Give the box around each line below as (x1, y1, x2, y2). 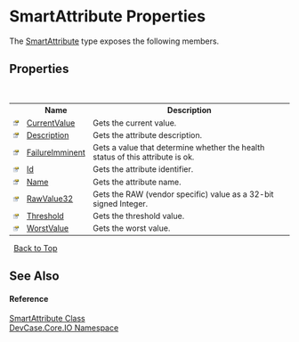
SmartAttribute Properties (9, 6, 206, 27)
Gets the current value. (93, 118, 177, 128)
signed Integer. (93, 198, 149, 208)
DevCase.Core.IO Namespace (9, 322, 119, 333)
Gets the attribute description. (93, 129, 203, 140)
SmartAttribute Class (9, 313, 86, 324)
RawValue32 (26, 193, 74, 204)
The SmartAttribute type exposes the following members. (9, 36, 220, 46)
